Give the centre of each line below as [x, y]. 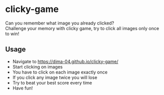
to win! [12, 33]
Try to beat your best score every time [52, 82]
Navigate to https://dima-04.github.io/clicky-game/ [65, 61]
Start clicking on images [37, 66]
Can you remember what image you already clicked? [60, 23]
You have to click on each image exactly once [60, 72]
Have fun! [23, 88]
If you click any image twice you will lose [55, 77]
